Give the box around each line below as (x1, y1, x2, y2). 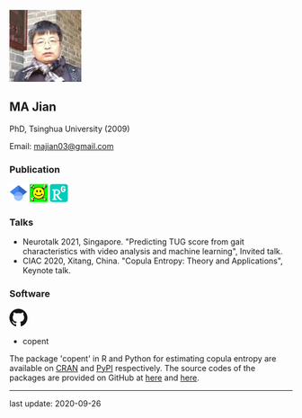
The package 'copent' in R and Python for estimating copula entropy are (9, 352, 277, 364)
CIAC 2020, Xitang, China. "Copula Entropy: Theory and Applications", (22, 255, 283, 266)
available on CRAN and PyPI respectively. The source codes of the (9, 362, 256, 373)
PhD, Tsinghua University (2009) (9, 123, 130, 134)
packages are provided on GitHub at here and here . (9, 372, 200, 383)
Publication (9, 163, 60, 175)
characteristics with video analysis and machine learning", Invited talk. (22, 246, 283, 257)
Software (9, 288, 51, 300)
